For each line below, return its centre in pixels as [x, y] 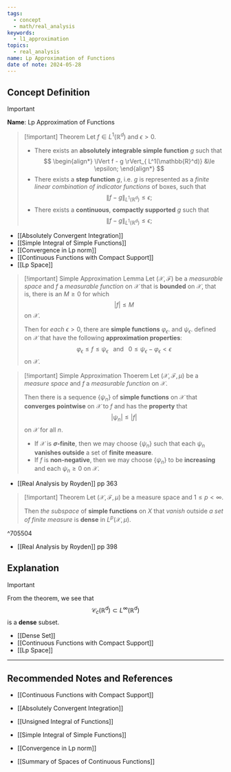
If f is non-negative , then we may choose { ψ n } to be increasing [125, 460]
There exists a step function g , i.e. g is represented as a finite [122, 179]
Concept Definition [49, 92]
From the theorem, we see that [51, 598]
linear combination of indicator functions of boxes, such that [120, 187]
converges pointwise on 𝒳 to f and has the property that [106, 406]
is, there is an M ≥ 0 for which [67, 294]
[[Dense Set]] [36, 636]
